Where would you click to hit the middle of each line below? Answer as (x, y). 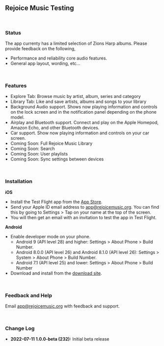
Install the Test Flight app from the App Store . (56, 202)
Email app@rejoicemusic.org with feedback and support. (63, 306)
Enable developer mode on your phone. (51, 236)
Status (13, 32)
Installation (19, 182)
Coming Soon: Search (33, 149)
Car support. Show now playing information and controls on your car (80, 133)
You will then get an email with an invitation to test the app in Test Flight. (84, 217)
